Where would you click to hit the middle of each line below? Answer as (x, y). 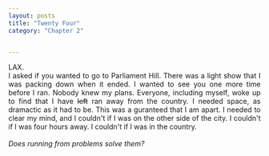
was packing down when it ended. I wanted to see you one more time (134, 84)
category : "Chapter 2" (46, 30)
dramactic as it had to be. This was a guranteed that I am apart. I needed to (134, 110)
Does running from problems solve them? (76, 144)
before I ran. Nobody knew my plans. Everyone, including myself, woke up (134, 93)
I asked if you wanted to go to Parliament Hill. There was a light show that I (134, 76)
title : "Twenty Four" (44, 23)
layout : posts (32, 16)
